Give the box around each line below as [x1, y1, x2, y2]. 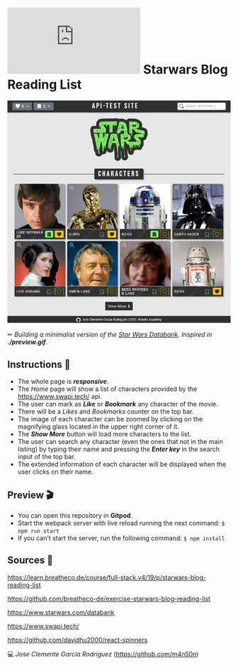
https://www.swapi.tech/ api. [17, 392, 103, 401]
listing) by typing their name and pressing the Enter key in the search [17, 445, 220, 453]
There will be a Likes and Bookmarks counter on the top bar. [17, 407, 194, 416]
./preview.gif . [7, 338, 48, 346]
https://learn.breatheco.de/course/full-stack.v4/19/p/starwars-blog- [7, 573, 207, 581]
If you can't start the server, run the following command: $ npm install [17, 533, 225, 542]
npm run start [17, 528, 59, 535]
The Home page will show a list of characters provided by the [17, 385, 198, 393]
